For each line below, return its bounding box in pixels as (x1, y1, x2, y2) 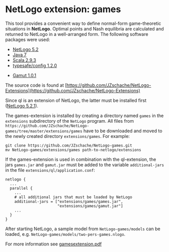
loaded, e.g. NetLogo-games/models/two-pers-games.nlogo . (5, 231, 125, 237)
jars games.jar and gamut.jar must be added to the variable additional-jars (5, 161, 164, 168)
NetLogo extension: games (5, 4, 121, 15)
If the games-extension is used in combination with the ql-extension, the (5, 156, 156, 162)
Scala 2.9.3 (12, 57, 36, 63)
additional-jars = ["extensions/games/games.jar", (14, 199, 123, 204)
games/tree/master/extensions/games (5, 128, 82, 134)
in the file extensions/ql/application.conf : (5, 167, 95, 173)
